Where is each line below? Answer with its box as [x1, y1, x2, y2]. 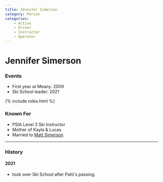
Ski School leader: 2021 [12, 89, 60, 95]
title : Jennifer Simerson [5, 7, 57, 12]
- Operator [14, 35, 36, 39]
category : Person [5, 12, 40, 17]
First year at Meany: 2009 [12, 84, 64, 90]
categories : [5, 16, 29, 21]
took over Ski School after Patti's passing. [12, 171, 96, 177]
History [5, 148, 23, 155]
